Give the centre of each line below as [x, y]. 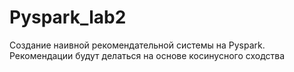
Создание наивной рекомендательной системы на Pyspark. [137, 45]
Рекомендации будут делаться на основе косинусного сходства [147, 55]
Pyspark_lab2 [68, 17]
